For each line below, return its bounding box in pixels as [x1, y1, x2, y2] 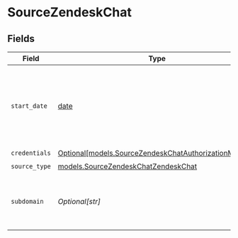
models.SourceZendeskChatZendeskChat [57, 161, 198, 171]
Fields [7, 33, 35, 45]
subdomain [11, 198, 44, 205]
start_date [11, 102, 47, 110]
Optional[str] [57, 197, 101, 206]
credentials [11, 149, 52, 157]
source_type [11, 162, 52, 171]
